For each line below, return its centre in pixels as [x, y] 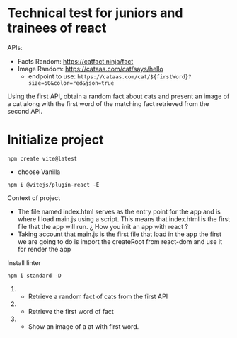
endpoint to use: [52, 76]
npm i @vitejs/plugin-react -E [53, 185]
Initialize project [56, 140]
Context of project [34, 198]
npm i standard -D [34, 276]
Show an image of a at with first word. [83, 326]
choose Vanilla [39, 172]
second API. [25, 111]
